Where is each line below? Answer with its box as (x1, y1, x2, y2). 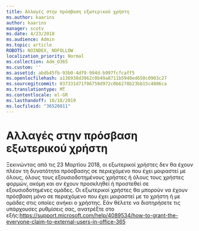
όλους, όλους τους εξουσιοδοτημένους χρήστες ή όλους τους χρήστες (6, 174, 184, 181)
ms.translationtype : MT (6, 87, 66, 93)
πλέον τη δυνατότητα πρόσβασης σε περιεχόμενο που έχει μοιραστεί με (6, 168, 186, 175)
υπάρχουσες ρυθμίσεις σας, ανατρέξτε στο (6, 205, 115, 212)
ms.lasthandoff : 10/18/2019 (6, 97, 76, 103)
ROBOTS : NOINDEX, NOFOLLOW (6, 48, 74, 54)
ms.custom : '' (6, 64, 42, 70)
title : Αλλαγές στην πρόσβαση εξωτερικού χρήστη (6, 8, 130, 15)
